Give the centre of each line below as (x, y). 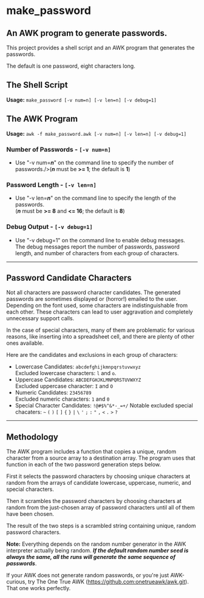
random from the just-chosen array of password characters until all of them (101, 508)
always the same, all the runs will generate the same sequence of (91, 557)
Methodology (32, 437)
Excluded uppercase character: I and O (64, 386)
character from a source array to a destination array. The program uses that (101, 458)
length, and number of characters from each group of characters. (97, 253)
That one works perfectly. (39, 588)
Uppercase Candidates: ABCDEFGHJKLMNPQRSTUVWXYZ (78, 380)
